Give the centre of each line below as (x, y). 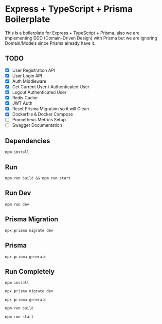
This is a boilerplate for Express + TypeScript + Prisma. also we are (72, 33)
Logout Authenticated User (39, 92)
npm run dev (17, 204)
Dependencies (27, 141)
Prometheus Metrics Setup (39, 120)
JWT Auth (22, 103)
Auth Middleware (29, 81)
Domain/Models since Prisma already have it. (50, 43)
